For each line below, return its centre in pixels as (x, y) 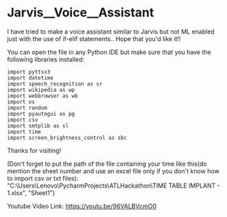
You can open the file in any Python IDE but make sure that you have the (109, 52)
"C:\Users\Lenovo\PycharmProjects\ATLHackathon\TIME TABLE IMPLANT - (114, 186)
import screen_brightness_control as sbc (67, 138)
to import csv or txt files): (43, 178)
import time (24, 131)
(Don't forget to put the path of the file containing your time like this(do (107, 164)
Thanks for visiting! (34, 150)
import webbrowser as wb (43, 96)
